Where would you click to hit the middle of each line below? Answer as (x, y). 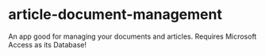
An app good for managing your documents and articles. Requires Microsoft (132, 36)
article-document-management (115, 15)
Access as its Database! (48, 44)
